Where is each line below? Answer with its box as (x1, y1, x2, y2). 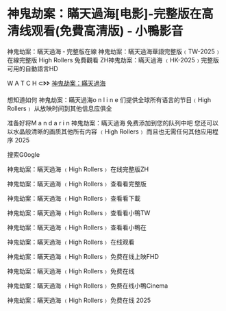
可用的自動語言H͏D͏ (7, 64, 58, 73)
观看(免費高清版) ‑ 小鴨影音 (31, 23, 184, 39)
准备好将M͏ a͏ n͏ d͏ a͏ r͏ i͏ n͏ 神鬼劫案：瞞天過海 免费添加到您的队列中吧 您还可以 (7, 119, 219, 127)
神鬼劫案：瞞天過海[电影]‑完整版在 (7, 6, 202, 22)
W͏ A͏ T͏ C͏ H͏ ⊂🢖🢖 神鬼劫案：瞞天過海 (7, 79, 106, 87)
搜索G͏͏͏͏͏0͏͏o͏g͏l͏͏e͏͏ (7, 150, 40, 158)
